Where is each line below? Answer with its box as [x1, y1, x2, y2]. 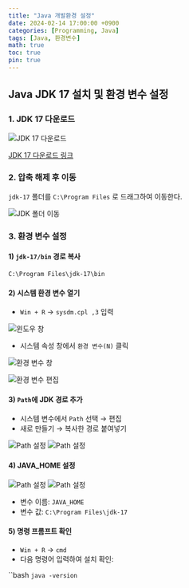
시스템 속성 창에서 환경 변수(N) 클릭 [19, 341, 129, 351]
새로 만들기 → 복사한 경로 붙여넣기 [19, 424, 128, 433]
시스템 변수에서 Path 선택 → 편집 [19, 414, 122, 424]
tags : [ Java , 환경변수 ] [8, 34, 81, 42]
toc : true [8, 49, 41, 57]
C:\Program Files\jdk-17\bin [8, 270, 105, 278]
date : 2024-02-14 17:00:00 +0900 [8, 19, 120, 27]
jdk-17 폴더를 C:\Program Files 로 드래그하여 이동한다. [8, 191, 183, 201]
